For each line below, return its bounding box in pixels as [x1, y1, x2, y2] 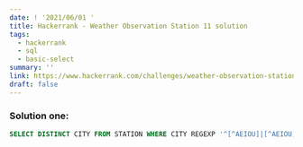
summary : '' [9, 64, 54, 73]
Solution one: [9, 109, 69, 122]
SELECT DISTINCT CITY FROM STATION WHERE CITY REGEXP [9, 129, 216, 139]
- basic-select [17, 55, 75, 64]
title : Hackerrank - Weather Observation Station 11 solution [9, 22, 248, 30]
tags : [9, 30, 30, 39]
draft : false [9, 80, 59, 89]
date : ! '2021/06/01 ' [9, 13, 95, 22]
